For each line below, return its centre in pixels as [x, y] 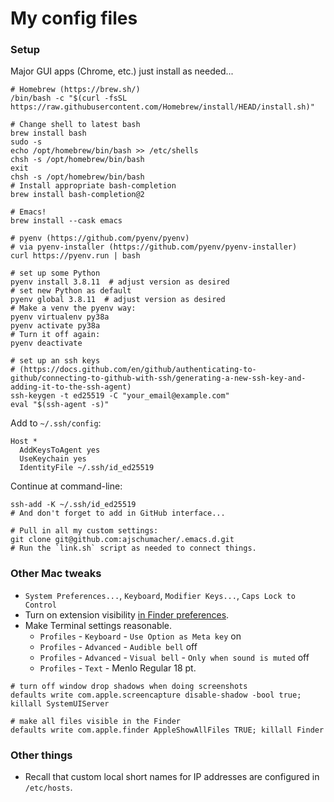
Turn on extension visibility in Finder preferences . [127, 614]
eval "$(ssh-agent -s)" [60, 405]
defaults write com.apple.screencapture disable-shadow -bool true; [156, 695]
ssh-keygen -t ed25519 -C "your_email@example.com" [120, 396]
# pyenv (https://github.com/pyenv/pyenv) [100, 238]
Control [40, 605]
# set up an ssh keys [55, 361]
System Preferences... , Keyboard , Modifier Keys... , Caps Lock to [160, 595]
